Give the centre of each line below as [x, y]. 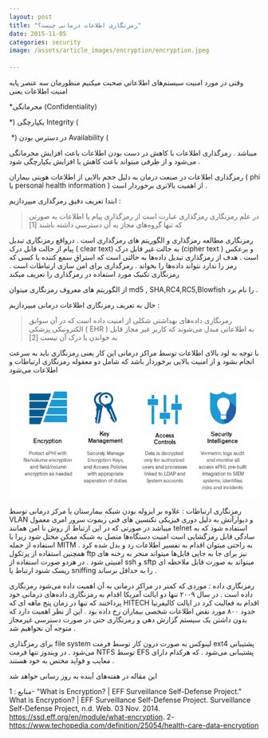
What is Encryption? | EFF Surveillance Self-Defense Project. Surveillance [130, 700]
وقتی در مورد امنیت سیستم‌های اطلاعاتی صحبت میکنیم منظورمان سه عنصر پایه [126, 83]
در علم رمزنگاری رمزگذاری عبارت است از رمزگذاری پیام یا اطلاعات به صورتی [144, 216]
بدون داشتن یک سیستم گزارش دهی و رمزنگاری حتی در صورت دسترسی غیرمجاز [128, 619]
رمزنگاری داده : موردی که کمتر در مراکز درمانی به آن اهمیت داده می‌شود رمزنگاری [132, 586]
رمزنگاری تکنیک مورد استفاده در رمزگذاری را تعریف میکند [95, 274]
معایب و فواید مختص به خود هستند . [62, 660]
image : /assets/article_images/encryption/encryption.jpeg [109, 51]
